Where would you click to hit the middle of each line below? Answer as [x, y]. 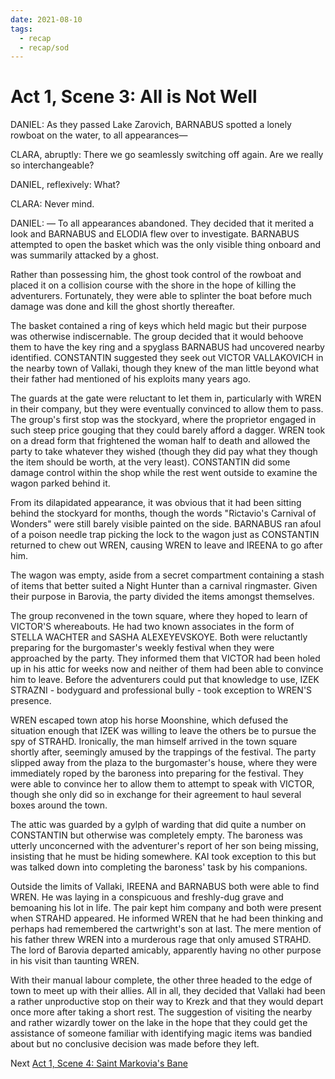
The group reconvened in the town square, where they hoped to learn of [159, 616]
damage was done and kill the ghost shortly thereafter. [123, 307]
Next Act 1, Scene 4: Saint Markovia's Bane [99, 1063]
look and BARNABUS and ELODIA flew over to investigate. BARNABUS [155, 234]
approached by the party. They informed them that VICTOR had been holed [165, 658]
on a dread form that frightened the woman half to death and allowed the [160, 441]
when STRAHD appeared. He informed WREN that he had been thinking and [167, 918]
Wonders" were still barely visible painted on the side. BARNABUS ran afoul [166, 524]
